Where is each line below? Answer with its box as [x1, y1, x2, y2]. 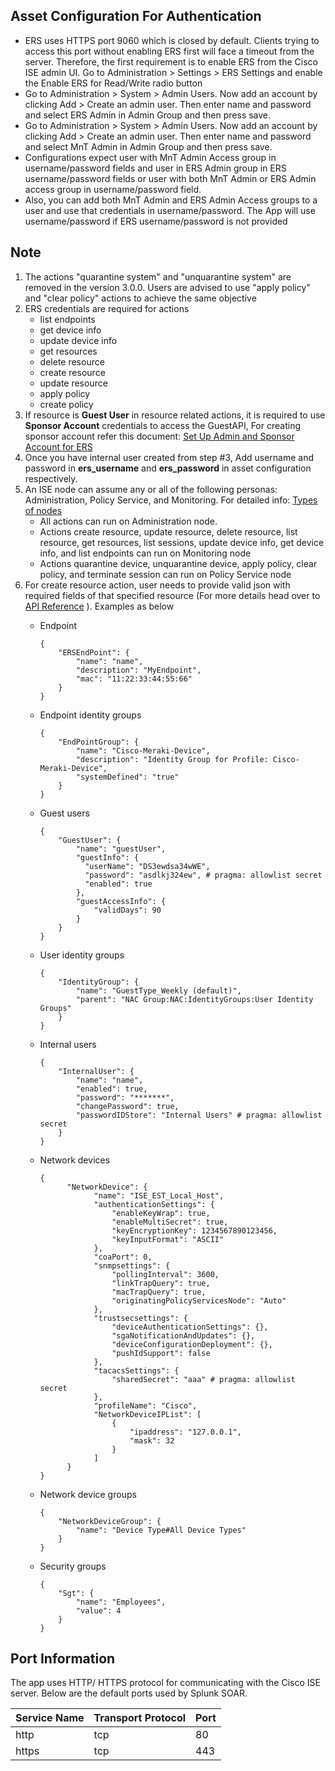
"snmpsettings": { [93, 1260, 171, 1271]
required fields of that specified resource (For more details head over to [24, 589, 321, 601]
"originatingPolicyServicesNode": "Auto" [111, 1295, 287, 1306]
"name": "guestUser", [75, 844, 167, 854]
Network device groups [39, 1488, 137, 1500]
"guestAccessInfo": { [75, 896, 167, 906]
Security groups [39, 1560, 107, 1572]
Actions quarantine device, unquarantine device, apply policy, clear [39, 557, 318, 569]
